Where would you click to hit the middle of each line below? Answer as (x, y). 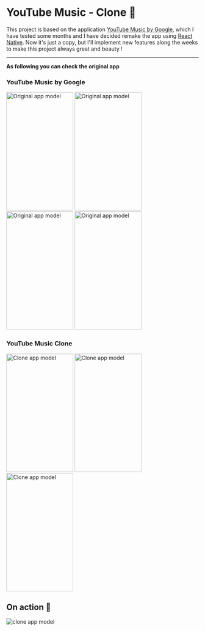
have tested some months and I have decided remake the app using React (99, 35)
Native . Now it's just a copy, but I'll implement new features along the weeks (102, 42)
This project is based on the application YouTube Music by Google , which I (100, 29)
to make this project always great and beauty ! (65, 49)
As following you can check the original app (63, 66)
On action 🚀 (29, 607)
